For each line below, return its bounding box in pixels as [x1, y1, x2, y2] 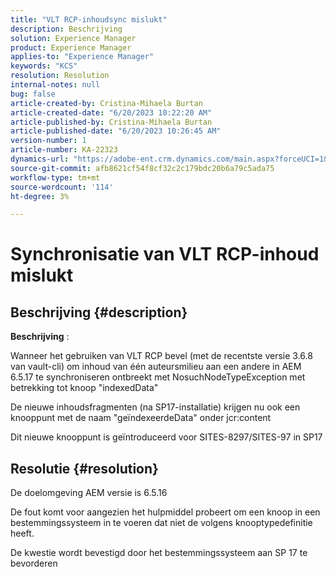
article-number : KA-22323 [10, 145, 118, 155]
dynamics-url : [10, 154, 70, 164]
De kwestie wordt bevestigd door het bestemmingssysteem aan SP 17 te [10, 547, 308, 559]
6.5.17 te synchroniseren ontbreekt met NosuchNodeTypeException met [10, 371, 306, 383]
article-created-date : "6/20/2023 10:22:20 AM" [10, 107, 213, 118]
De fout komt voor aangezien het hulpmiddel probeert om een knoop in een [10, 506, 321, 518]
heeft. [10, 527, 35, 540]
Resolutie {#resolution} [10, 460, 159, 477]
